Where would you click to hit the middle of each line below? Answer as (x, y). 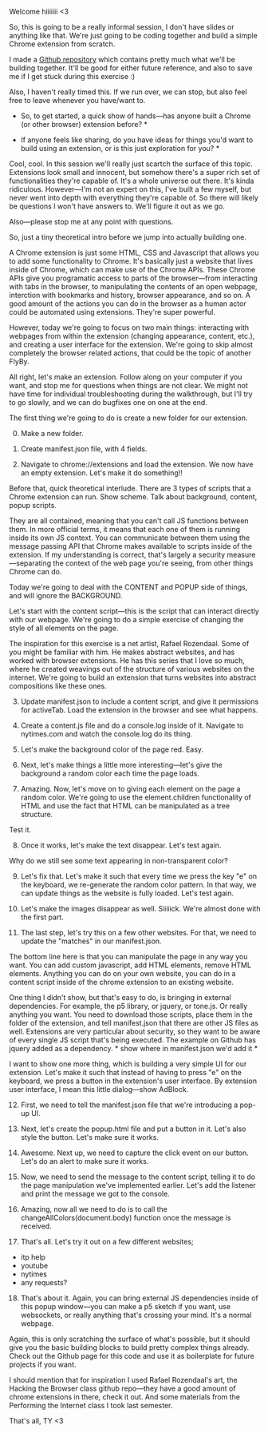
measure (241, 555)
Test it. (20, 830)
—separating (30, 563)
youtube (34, 1266)
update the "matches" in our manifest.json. (91, 941)
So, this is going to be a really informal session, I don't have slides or (122, 27)
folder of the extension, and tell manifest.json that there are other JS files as (134, 1023)
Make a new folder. (52, 433)
